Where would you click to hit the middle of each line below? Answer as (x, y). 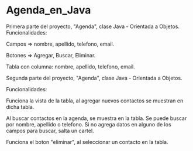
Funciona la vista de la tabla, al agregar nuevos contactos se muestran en (95, 101)
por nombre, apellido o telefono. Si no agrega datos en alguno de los (89, 124)
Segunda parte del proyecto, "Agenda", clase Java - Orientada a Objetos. (94, 78)
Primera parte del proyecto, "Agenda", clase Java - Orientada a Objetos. (93, 26)
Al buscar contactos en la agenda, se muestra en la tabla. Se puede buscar (96, 118)
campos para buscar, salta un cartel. (50, 131)
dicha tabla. (20, 107)
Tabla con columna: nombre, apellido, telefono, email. (71, 66)
